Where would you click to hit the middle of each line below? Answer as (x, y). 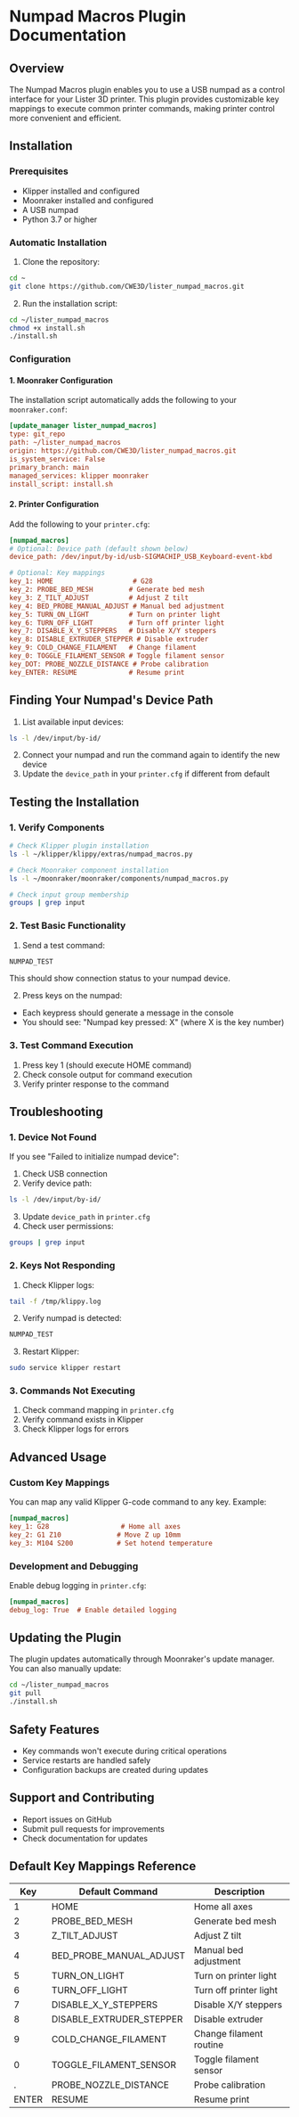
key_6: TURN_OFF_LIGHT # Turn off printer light (117, 623)
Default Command (118, 1891)
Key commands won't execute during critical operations (124, 1751)
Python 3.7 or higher (60, 219)
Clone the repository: (61, 261)
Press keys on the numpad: (72, 996)
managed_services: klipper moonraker (79, 476)
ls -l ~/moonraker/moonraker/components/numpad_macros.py (119, 878)
